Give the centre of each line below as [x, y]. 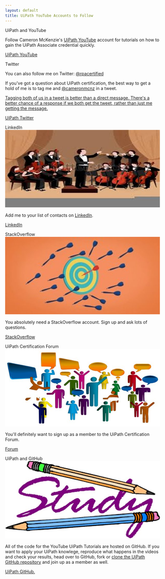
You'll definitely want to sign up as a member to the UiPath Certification [77, 434]
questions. [16, 327]
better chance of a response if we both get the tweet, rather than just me [79, 103]
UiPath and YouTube [26, 30]
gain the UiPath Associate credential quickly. [50, 45]
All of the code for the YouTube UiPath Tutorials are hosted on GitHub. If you [82, 546]
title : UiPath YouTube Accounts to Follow [49, 15]
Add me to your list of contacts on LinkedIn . [49, 215]
